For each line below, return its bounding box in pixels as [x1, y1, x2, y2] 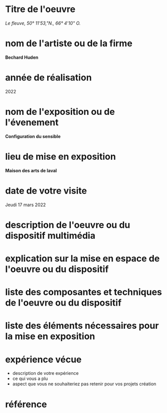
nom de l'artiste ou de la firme [5, 38, 133, 49]
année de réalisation [5, 72, 92, 83]
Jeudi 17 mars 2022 [5, 202, 46, 208]
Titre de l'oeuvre [5, 4, 76, 15]
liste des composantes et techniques [5, 287, 162, 298]
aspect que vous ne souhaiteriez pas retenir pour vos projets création [12, 381, 156, 387]
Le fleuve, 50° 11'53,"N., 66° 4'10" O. [5, 20, 81, 26]
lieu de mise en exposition [5, 151, 116, 162]
